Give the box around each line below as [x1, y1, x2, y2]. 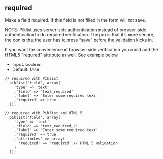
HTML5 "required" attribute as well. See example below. [5, 52, 119, 58]
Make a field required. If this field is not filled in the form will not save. [5, 17, 146, 23]
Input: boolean [12, 61, 42, 67]
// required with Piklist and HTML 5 [5, 110, 83, 115]
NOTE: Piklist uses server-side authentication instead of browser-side [5, 27, 147, 32]
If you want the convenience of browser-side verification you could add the [5, 46, 158, 52]
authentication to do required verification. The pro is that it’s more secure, [5, 32, 155, 37]
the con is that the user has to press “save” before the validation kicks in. [5, 37, 153, 43]
